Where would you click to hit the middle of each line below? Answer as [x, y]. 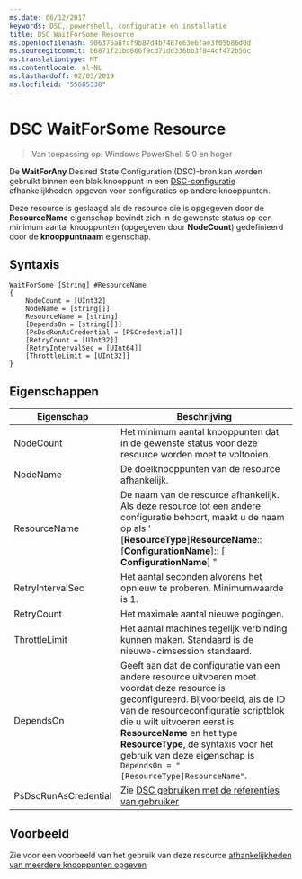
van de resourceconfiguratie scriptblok [202, 711]
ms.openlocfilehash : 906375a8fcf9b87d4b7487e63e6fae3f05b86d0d [130, 43]
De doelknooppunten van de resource [200, 469]
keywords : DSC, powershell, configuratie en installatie [118, 26]
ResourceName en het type [179, 733]
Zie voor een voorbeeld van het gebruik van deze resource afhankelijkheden [151, 855]
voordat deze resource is [173, 688]
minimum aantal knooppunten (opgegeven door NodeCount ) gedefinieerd [147, 226]
